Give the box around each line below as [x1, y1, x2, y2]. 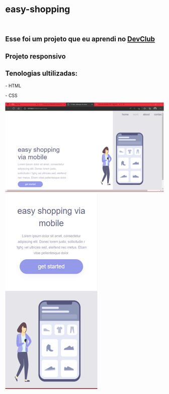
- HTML [5, 82, 22, 89]
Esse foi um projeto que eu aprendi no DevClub [5, 35, 155, 43]
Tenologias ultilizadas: [5, 69, 78, 78]
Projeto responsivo [5, 52, 66, 61]
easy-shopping [5, 4, 70, 15]
